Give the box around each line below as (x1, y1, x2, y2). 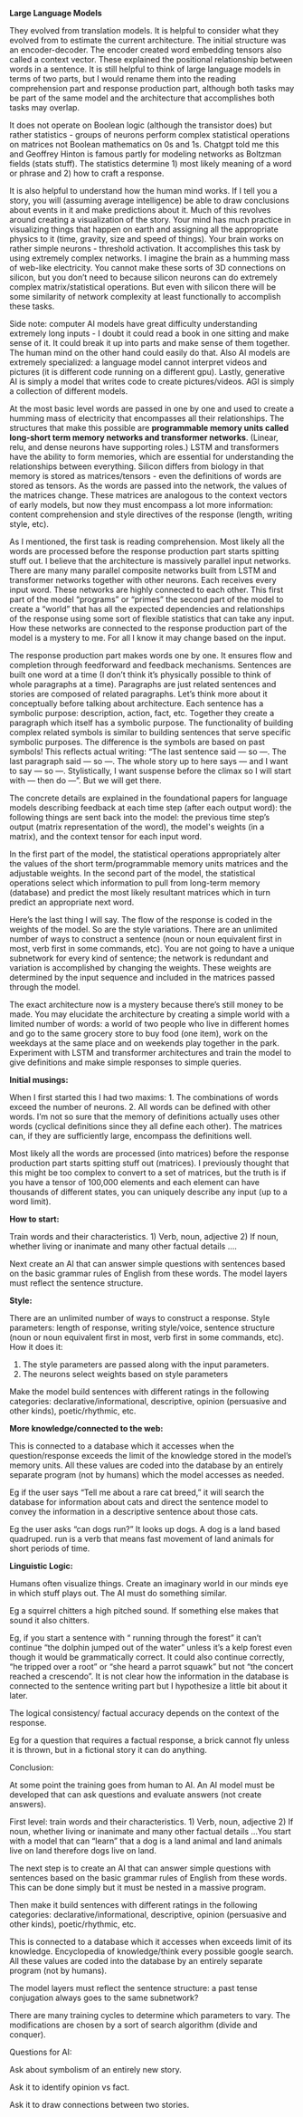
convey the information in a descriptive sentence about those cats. (9, 1507, 259, 1517)
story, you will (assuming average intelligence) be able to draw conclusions (9, 195, 289, 206)
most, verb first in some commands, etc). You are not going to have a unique (9, 944, 295, 953)
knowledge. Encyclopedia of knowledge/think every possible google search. (9, 1946, 294, 1957)
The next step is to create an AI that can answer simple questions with (9, 1863, 271, 1873)
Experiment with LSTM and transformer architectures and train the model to (9, 1048, 292, 1058)
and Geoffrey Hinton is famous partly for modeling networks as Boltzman (9, 148, 282, 159)
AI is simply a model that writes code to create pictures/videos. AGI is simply (9, 376, 295, 387)
